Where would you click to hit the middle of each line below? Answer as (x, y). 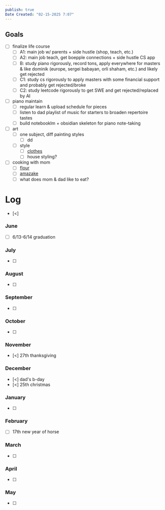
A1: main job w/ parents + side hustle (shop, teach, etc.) (77, 52)
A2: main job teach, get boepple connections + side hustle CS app (87, 58)
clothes (35, 151)
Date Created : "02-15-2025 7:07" (40, 14)
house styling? (42, 157)
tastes (26, 118)
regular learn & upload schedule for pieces (63, 107)
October (15, 321)
